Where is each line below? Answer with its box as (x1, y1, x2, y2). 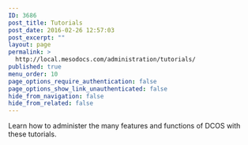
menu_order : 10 (8, 70, 58, 78)
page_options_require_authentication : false (8, 77, 157, 85)
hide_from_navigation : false (8, 92, 104, 100)
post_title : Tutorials (8, 19, 83, 27)
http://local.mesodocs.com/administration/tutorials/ (15, 56, 196, 64)
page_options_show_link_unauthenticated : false (8, 84, 168, 93)
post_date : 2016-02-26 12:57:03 (8, 26, 115, 34)
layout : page (8, 41, 51, 49)
